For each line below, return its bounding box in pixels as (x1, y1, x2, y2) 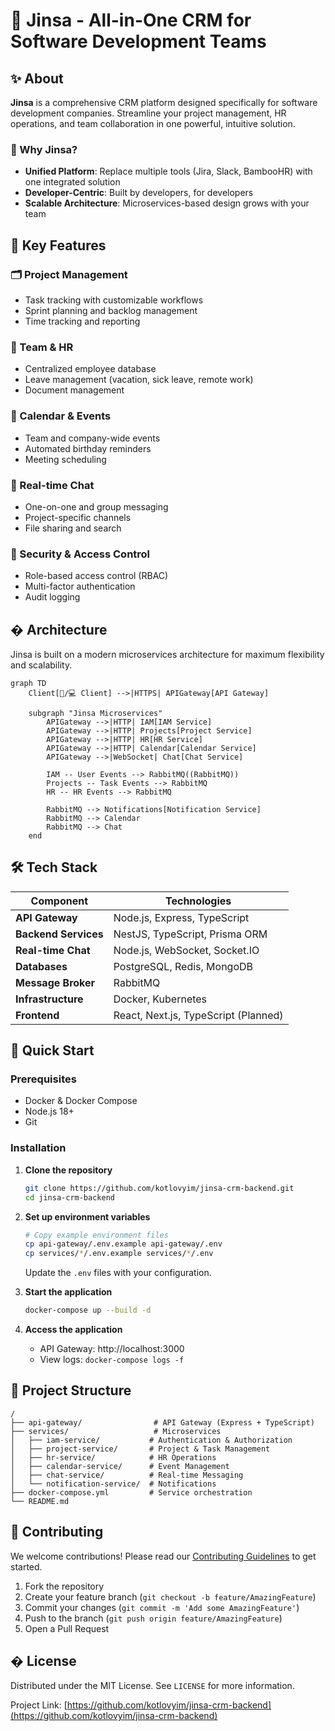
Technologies (165, 894, 232, 908)
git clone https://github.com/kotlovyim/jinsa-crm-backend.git (24, 1183, 295, 1193)
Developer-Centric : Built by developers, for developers (24, 187, 254, 199)
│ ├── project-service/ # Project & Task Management (10, 1444, 271, 1454)
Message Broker (15, 975, 96, 989)
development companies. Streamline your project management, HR (10, 107, 287, 119)
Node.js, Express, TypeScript (113, 910, 250, 924)
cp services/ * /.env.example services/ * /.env (24, 1249, 214, 1259)
